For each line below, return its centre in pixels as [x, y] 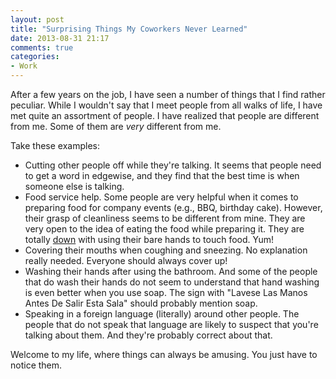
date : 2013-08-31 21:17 [60, 38]
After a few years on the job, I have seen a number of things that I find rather [168, 94]
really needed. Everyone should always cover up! [126, 260]
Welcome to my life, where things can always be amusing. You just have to [164, 354]
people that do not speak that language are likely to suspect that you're [171, 324]
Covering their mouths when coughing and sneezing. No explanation [166, 250]
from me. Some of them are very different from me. [116, 126]
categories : [35, 57]
